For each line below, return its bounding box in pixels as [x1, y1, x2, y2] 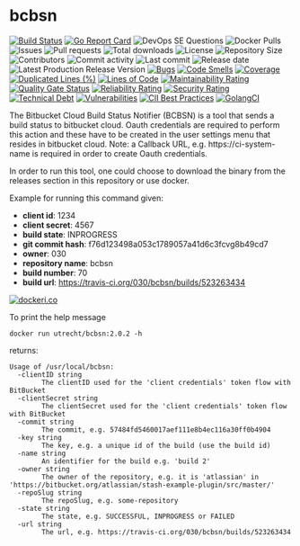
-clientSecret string [17, 393, 99, 403]
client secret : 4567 [22, 219, 94, 230]
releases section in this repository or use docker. [9, 175, 190, 185]
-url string [17, 519, 63, 529]
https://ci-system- [207, 139, 276, 149]
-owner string [17, 464, 70, 473]
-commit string [17, 417, 75, 426]
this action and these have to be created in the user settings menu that [9, 129, 271, 139]
